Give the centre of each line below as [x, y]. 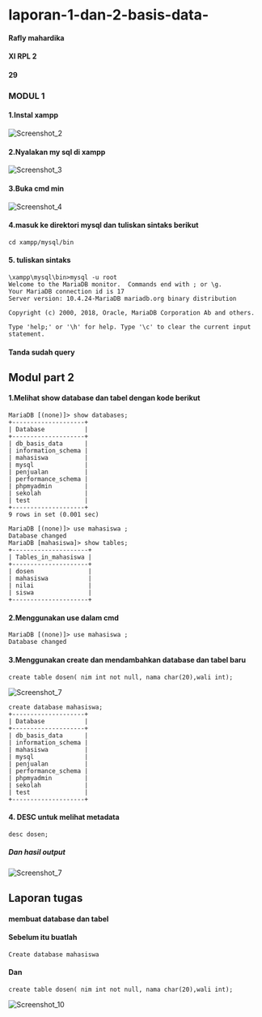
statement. [27, 334]
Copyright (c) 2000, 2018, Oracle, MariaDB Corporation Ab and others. [131, 313]
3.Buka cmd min [36, 188]
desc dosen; [28, 834]
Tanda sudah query [42, 352]
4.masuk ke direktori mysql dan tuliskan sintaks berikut [104, 225]
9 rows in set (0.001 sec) [54, 515]
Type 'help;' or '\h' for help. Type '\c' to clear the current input [130, 327]
